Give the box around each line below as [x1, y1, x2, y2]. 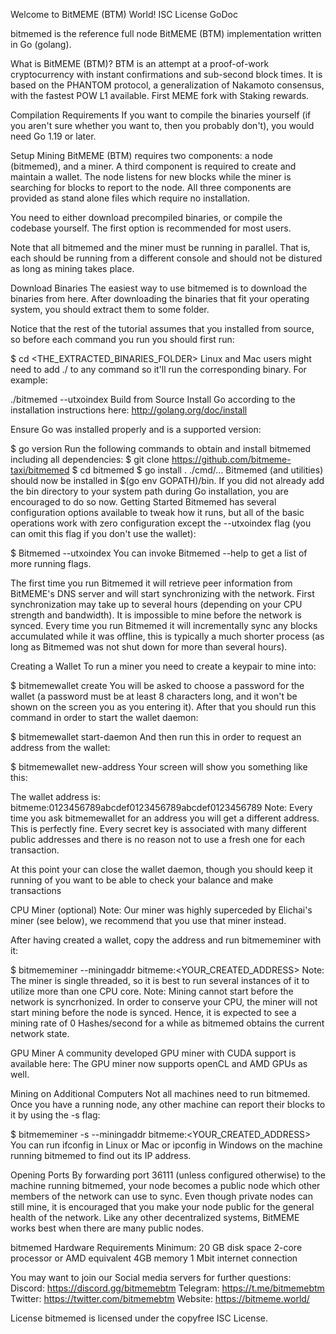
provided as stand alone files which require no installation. [10, 192, 250, 204]
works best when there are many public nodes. [10, 1222, 204, 1234]
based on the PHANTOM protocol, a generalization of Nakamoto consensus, [10, 79, 325, 91]
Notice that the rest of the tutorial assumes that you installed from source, [10, 323, 315, 334]
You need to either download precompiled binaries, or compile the [10, 212, 283, 223]
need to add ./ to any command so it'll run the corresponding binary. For [10, 364, 307, 375]
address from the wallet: [10, 742, 111, 753]
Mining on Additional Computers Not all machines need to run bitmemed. [10, 1088, 311, 1099]
